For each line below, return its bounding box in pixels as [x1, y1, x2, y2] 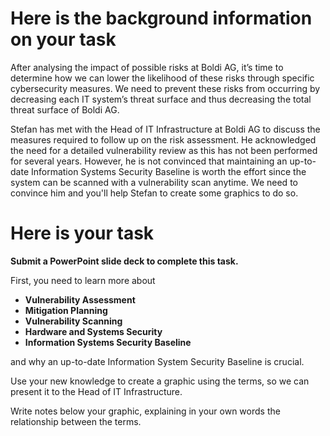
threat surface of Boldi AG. [10, 103, 120, 116]
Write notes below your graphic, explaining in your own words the [10, 405, 281, 417]
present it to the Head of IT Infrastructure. [10, 385, 183, 397]
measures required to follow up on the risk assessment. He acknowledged [10, 133, 317, 146]
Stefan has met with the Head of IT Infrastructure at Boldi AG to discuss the [10, 123, 321, 135]
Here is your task [10, 222, 155, 245]
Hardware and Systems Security [24, 325, 163, 337]
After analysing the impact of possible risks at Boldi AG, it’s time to [10, 61, 284, 73]
